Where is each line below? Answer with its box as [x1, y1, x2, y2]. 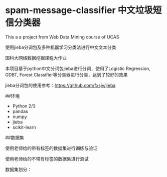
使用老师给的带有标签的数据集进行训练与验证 [5, 145, 98, 151]
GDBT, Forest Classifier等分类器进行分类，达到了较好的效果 [5, 71, 128, 77]
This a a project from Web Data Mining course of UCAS [5, 33, 119, 40]
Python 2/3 [12, 103, 36, 109]
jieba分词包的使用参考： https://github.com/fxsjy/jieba [5, 82, 116, 88]
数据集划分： [5, 166, 32, 172]
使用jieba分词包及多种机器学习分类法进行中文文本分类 [5, 44, 116, 50]
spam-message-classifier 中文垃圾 [5, 4, 153, 16]
